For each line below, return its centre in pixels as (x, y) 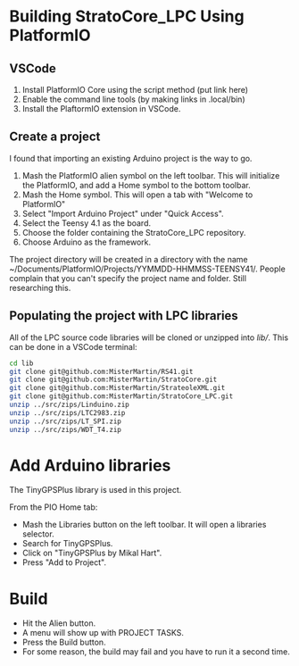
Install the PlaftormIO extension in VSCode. (101, 108)
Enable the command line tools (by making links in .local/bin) (133, 99)
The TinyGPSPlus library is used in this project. (96, 490)
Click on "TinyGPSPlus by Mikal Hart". (92, 553)
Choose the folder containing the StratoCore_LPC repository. (134, 232)
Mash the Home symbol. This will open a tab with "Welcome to (137, 195)
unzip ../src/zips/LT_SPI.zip (66, 421)
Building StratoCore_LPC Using (127, 17)
